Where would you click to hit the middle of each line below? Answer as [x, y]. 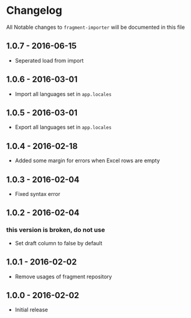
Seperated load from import [49, 60]
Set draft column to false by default [59, 243]
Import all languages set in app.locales [63, 94]
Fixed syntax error [38, 194]
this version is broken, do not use [56, 230]
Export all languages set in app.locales [63, 127]
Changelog [34, 11]
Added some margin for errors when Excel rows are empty [87, 161]
